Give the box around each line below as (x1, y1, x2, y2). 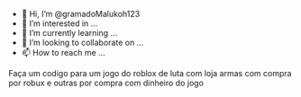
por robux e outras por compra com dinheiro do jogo (8, 77, 205, 88)
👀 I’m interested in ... (21, 18, 98, 29)
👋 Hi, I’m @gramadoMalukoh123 (21, 9, 141, 19)
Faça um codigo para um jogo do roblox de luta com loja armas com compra (8, 68, 292, 78)
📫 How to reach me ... (21, 48, 105, 57)
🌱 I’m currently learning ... (21, 28, 118, 38)
